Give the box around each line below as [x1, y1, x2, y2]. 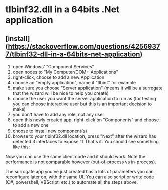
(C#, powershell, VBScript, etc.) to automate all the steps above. [5, 179, 138, 185]
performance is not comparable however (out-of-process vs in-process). [5, 159, 157, 165]
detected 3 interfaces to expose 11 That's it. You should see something [12, 139, 159, 144]
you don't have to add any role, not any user [12, 112, 105, 117]
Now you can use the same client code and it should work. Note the [5, 154, 146, 159]
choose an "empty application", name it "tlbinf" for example [12, 80, 136, 85]
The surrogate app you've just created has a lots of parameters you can [5, 169, 154, 174]
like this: [12, 144, 30, 150]
